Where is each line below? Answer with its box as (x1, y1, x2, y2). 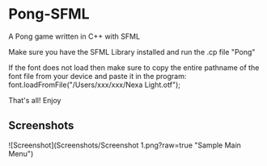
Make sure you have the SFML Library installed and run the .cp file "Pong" (8, 47, 256, 56)
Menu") (8, 148, 34, 158)
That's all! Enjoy (8, 95, 61, 105)
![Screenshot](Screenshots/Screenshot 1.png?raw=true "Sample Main (8, 140, 241, 150)
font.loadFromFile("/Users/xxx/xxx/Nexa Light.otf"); (8, 80, 180, 89)
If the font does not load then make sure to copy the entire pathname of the (8, 62, 260, 73)
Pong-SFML (8, 5, 90, 23)
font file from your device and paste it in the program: (8, 71, 187, 81)
